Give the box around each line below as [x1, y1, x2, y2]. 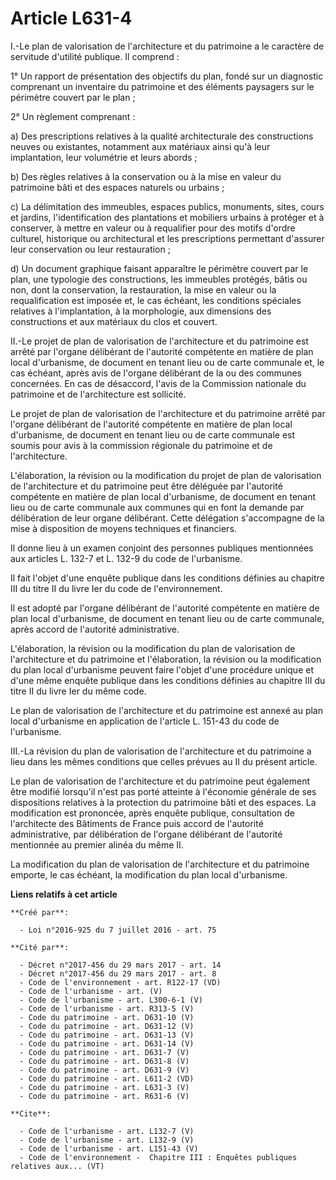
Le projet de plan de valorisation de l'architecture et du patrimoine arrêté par [10, 407, 326, 419]
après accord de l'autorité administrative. [10, 623, 180, 635]
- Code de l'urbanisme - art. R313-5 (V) [19, 1003, 195, 1014]
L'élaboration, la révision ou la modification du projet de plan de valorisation [10, 469, 322, 481]
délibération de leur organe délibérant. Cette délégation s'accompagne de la [10, 512, 325, 524]
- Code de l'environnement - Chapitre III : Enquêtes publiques [19, 1152, 298, 1162]
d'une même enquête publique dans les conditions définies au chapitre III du [10, 674, 326, 686]
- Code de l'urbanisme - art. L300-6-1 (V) [19, 995, 203, 1005]
